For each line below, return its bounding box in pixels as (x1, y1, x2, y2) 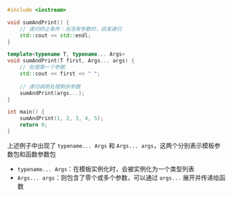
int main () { (7, 108, 45, 116)
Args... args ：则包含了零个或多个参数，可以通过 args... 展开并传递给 (17, 173, 220, 182)
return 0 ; (19, 121, 48, 128)
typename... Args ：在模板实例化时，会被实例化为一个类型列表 (17, 164, 195, 173)
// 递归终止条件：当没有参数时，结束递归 (19, 25, 123, 33)
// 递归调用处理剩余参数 (19, 83, 81, 90)
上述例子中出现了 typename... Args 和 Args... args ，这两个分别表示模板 (7, 141, 215, 149)
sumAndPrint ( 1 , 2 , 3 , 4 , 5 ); (19, 115, 104, 122)
